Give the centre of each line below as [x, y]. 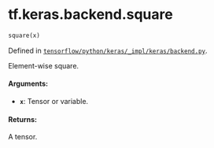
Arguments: [28, 83]
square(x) [24, 35]
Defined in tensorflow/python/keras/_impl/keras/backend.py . [108, 50]
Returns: [23, 119]
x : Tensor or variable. [54, 102]
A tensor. [23, 137]
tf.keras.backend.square [90, 15]
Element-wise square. [44, 65]
